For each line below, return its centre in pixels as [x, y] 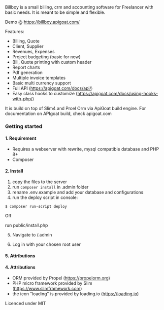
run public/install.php [27, 225]
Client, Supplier [28, 46]
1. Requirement [21, 138]
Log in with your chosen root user [47, 244]
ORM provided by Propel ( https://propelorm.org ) [61, 278]
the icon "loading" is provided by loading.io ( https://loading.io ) [75, 294]
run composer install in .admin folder [50, 187]
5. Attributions [20, 256]
